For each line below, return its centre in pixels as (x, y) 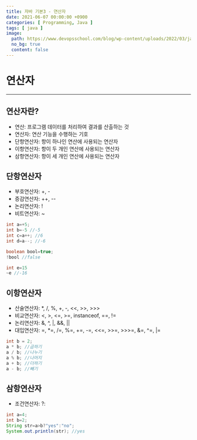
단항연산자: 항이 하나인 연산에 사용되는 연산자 (66, 141)
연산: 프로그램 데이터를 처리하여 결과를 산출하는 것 (72, 126)
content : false (30, 50)
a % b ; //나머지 (24, 358)
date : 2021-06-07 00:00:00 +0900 (47, 17)
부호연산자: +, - (32, 192)
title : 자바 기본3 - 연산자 (36, 11)
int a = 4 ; (17, 415)
